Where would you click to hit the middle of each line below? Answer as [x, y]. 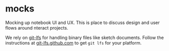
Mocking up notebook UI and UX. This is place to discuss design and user [82, 22]
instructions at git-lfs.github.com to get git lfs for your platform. [74, 42]
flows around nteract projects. [37, 27]
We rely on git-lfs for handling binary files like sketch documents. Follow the [84, 37]
